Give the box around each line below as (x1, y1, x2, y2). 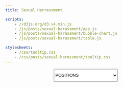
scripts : (5, 16, 24, 22)
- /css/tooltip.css (14, 50, 56, 55)
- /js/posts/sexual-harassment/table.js (14, 36, 102, 41)
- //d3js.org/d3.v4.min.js (14, 21, 72, 27)
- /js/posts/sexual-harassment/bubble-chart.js (14, 31, 117, 36)
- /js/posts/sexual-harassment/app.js (14, 26, 97, 31)
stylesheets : (5, 45, 33, 50)
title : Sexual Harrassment (5, 7, 63, 13)
